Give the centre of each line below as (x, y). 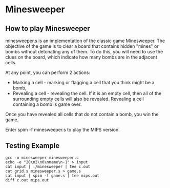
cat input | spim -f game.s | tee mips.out (52, 176)
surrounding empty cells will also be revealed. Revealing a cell (78, 99)
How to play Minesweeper (48, 29)
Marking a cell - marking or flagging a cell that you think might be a (83, 82)
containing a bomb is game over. (47, 104)
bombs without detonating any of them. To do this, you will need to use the (84, 52)
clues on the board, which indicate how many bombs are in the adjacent (81, 57)
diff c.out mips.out (27, 180)
